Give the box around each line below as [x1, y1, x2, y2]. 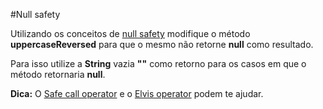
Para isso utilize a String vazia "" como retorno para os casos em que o [10, 58, 307, 69]
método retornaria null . [10, 69, 106, 80]
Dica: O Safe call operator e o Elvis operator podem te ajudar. [10, 88, 264, 99]
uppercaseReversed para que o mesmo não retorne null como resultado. [10, 39, 314, 50]
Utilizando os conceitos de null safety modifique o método [10, 28, 251, 39]
